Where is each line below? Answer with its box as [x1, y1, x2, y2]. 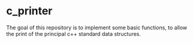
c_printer [6, 4, 53, 18]
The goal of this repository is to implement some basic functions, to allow [6, 24, 188, 31]
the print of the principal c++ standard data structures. [6, 30, 141, 37]
